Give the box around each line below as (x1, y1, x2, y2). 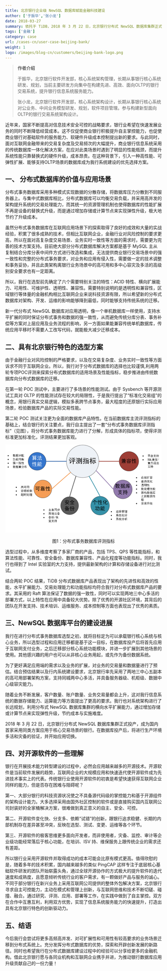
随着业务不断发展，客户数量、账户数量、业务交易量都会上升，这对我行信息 (5, 692, 158, 697)
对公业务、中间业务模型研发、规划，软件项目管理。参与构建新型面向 (17, 105, 157, 111)
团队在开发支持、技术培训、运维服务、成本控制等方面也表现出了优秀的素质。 (5, 603, 162, 609)
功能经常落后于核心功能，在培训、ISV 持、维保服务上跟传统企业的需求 (13, 838, 158, 844)
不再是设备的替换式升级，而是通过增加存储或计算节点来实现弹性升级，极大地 (5, 208, 162, 214)
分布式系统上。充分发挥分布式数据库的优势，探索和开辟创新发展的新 (13, 942, 153, 948)
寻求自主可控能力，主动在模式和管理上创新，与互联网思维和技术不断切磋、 (5, 887, 158, 893)
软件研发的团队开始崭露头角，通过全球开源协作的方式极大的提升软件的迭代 (9, 868, 162, 874)
